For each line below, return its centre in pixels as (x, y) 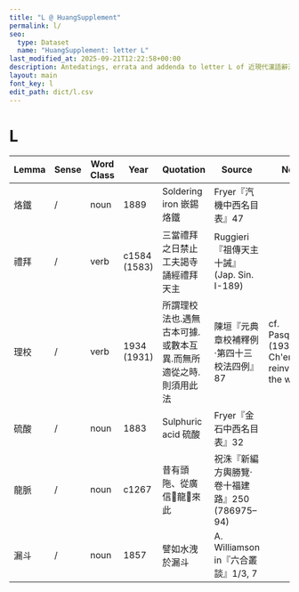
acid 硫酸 (181, 434)
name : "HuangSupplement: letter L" (83, 51)
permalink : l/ (36, 26)
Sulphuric (182, 422)
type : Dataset (43, 42)
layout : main (33, 76)
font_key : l (31, 84)
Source (237, 170)
